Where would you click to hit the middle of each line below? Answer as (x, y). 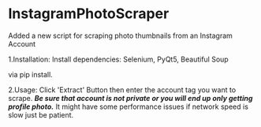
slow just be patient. (41, 114)
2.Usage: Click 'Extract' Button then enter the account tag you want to (122, 90)
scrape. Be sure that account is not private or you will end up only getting (130, 98)
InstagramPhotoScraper (89, 14)
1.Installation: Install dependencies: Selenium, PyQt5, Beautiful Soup (118, 59)
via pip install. (30, 74)
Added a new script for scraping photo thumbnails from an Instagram (120, 35)
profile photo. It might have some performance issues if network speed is (128, 106)
